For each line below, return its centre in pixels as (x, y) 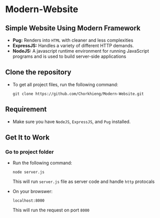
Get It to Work (27, 138)
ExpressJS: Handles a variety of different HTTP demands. (73, 46)
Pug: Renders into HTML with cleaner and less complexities (73, 40)
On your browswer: (33, 192)
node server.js (29, 172)
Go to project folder (30, 152)
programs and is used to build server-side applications (69, 56)
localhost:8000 (29, 201)
